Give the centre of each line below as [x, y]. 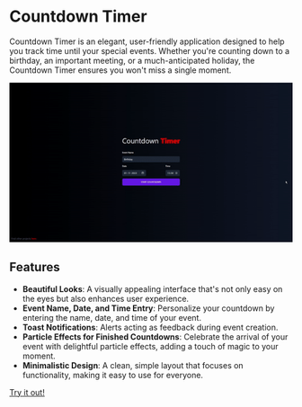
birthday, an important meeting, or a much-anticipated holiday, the [132, 60]
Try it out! [27, 392]
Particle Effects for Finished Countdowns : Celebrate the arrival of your [155, 336]
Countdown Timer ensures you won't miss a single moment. [120, 70]
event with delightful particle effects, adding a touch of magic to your [150, 346]
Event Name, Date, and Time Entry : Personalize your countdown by [148, 308]
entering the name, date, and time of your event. [112, 317]
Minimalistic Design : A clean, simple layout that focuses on [133, 365]
